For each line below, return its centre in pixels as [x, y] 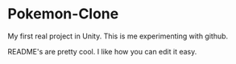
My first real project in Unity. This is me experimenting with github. [118, 36]
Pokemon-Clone [63, 14]
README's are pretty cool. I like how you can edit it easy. [102, 51]
